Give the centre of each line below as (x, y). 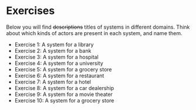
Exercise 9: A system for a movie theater (64, 94)
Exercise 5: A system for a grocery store (63, 69)
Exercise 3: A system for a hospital (56, 57)
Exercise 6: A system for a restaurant (59, 75)
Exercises (31, 11)
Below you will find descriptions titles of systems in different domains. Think (98, 27)
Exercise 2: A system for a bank (53, 50)
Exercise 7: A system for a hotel (53, 82)
